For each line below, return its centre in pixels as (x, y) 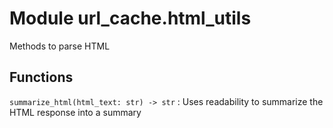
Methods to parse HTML (60, 46)
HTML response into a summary (75, 112)
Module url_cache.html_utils (130, 18)
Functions (41, 77)
